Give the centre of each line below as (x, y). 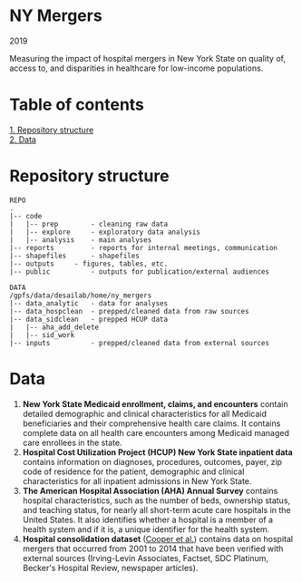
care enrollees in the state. (72, 442)
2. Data (23, 139)
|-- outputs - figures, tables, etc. (89, 264)
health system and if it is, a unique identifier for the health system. (146, 529)
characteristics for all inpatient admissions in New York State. (137, 480)
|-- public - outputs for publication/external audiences (140, 272)
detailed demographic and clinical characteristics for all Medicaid (145, 413)
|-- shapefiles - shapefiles (75, 256)
